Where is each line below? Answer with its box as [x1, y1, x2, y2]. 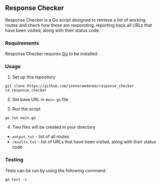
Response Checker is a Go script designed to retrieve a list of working [5, 17, 146, 23]
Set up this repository [12, 74, 56, 80]
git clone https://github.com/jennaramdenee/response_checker [5, 83, 134, 89]
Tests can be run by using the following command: [5, 167, 107, 173]
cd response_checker [5, 88, 47, 93]
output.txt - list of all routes [12, 134, 70, 139]
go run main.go [5, 115, 36, 121]
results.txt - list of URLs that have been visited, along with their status [12, 139, 156, 145]
